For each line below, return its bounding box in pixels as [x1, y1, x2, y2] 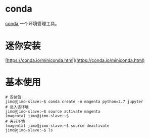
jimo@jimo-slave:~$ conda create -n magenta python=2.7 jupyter [5, 99, 143, 104]
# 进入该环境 [5, 105, 29, 110]
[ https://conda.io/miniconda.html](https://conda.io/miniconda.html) [5, 57, 145, 63]
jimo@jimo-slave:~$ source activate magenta [5, 109, 101, 114]
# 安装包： [5, 94, 25, 99]
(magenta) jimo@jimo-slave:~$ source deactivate [5, 123, 110, 128]
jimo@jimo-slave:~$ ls [5, 127, 53, 132]
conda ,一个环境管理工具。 [5, 20, 60, 26]
